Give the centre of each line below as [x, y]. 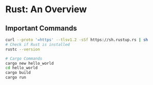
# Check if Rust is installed [38, 44]
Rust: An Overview [46, 9]
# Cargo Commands [24, 59]
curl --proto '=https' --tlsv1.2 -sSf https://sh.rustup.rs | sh [76, 40]
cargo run [16, 77]
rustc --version [23, 49]
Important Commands [41, 28]
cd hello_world [22, 68]
